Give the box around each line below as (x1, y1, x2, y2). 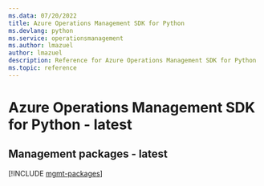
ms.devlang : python (8, 26, 74, 34)
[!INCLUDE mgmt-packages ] (8, 168, 103, 178)
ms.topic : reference (8, 64, 78, 72)
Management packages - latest (8, 148, 169, 161)
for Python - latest (8, 115, 132, 133)
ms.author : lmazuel (8, 42, 74, 50)
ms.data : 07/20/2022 (8, 11, 78, 20)
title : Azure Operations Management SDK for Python (8, 19, 185, 27)
